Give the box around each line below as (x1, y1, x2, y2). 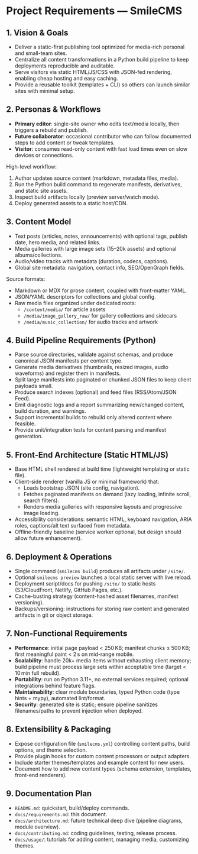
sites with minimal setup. (14, 88, 75, 94)
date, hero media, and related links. (14, 238, 101, 246)
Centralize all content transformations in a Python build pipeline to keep (14, 56, 189, 63)
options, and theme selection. (14, 746, 87, 753)
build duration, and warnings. (14, 407, 86, 415)
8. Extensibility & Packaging (6, 724, 111, 735)
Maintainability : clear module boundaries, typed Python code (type (14, 688, 180, 696)
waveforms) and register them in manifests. (14, 370, 121, 377)
